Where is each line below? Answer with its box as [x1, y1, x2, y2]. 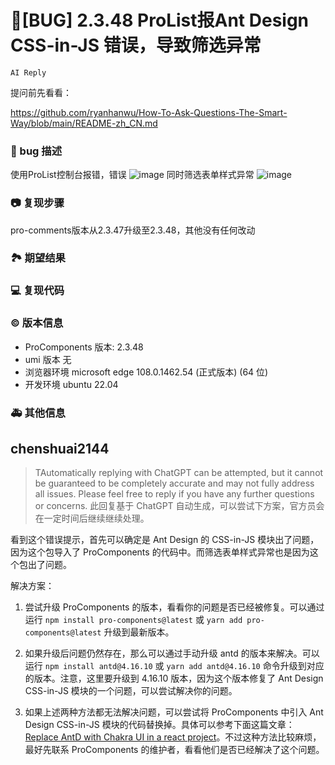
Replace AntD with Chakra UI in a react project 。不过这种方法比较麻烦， [24, 731, 322, 743]
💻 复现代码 [10, 284, 65, 298]
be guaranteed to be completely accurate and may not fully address [34, 477, 315, 490]
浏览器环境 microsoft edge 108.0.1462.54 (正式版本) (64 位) [24, 366, 269, 378]
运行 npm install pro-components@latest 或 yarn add [24, 614, 243, 626]
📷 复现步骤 [10, 196, 65, 210]
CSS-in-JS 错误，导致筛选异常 [10, 34, 262, 57]
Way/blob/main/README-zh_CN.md [10, 117, 158, 129]
